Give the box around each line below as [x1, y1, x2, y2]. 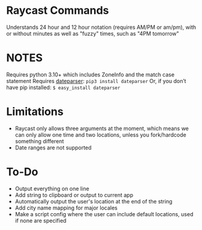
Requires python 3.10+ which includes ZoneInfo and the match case [6, 70, 175, 78]
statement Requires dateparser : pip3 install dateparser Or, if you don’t [6, 77, 186, 84]
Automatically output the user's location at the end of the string [14, 197, 173, 205]
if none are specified [14, 217, 67, 224]
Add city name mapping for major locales [14, 204, 118, 211]
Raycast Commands [6, 4, 109, 17]
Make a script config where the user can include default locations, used [14, 210, 194, 217]
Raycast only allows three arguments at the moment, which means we [14, 125, 189, 132]
